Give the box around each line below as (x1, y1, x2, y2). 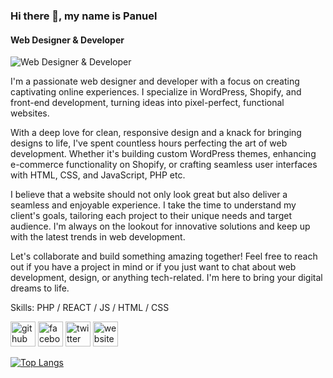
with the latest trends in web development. (10, 231, 186, 243)
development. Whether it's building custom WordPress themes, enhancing (10, 148, 317, 160)
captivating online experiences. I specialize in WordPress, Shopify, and (10, 86, 302, 98)
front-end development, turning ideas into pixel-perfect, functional (10, 97, 285, 109)
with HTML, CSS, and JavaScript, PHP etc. (10, 169, 186, 181)
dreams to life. (10, 282, 70, 294)
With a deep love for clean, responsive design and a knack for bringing (10, 127, 302, 139)
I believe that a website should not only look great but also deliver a (10, 189, 288, 201)
